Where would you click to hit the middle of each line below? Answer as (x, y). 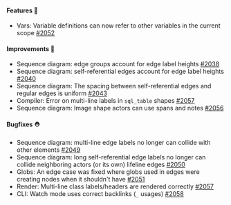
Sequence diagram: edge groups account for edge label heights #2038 (118, 64)
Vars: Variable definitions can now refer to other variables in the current (118, 26)
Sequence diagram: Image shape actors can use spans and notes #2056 (120, 108)
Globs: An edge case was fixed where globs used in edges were (108, 172)
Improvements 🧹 (30, 48)
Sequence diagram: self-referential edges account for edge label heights (120, 71)
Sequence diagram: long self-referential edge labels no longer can (111, 157)
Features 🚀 (22, 10)
